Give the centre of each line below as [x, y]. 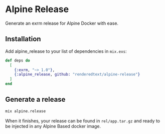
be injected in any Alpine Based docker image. [53, 126]
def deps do [18, 60]
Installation [23, 39]
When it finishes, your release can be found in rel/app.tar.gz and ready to [83, 121]
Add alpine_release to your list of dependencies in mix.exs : [66, 51]
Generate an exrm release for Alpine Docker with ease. [62, 23]
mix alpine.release [26, 111]
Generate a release [35, 99]
